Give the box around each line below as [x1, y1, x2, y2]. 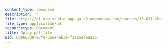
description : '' [5, 12, 39, 17]
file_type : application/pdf [5, 21, 64, 26]
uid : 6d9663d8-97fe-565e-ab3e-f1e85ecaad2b [5, 35, 97, 40]
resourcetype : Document [5, 26, 55, 31]
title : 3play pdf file [5, 30, 52, 35]
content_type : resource [5, 7, 55, 12]
